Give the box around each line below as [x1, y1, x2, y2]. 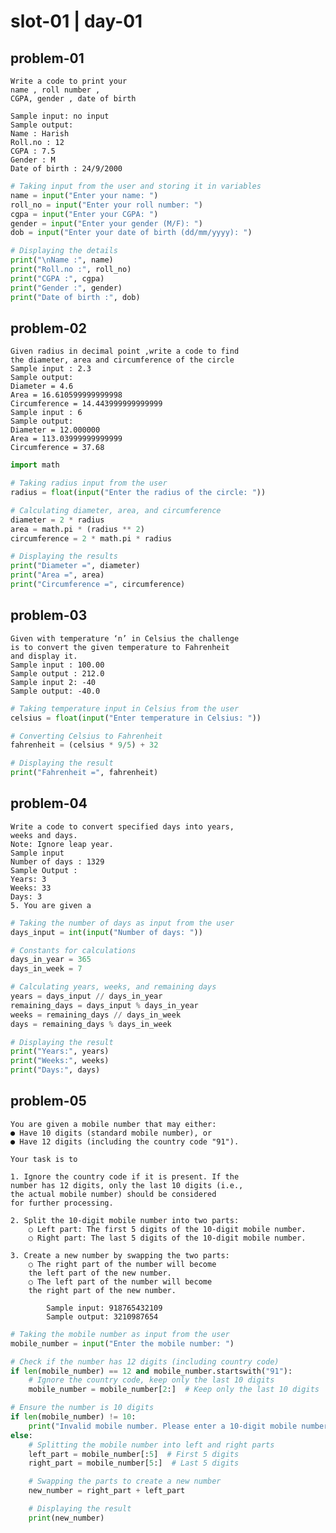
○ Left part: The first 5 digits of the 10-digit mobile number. [28, 1224, 307, 1234]
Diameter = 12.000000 [10, 425, 101, 435]
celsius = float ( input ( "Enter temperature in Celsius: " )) [10, 713, 262, 723]
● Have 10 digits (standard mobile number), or [10, 1128, 213, 1138]
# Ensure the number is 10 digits [10, 1403, 155, 1413]
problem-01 [10, 50, 85, 67]
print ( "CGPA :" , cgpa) [10, 273, 105, 284]
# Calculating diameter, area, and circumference [10, 505, 222, 515]
